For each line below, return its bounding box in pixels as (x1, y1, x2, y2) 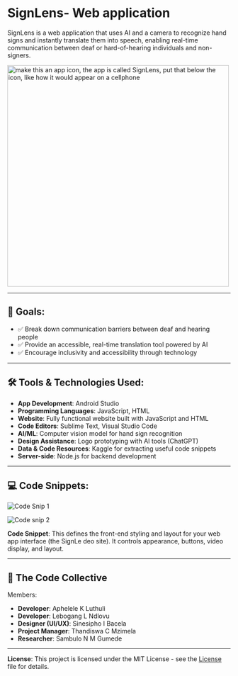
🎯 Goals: (7, 306, 45, 318)
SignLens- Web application (7, 5, 171, 21)
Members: (7, 590, 38, 599)
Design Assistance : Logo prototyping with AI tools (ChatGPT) (17, 436, 199, 445)
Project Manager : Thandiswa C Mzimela (17, 627, 137, 636)
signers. (7, 51, 31, 60)
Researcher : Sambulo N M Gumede (17, 634, 123, 643)
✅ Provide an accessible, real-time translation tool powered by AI (17, 340, 208, 349)
